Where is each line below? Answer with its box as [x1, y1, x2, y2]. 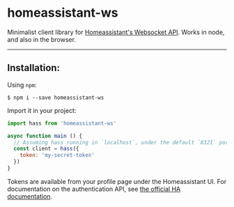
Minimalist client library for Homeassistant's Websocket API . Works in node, [7, 28, 225, 36]
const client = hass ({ [13, 145, 79, 153]
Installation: [7, 62, 61, 74]
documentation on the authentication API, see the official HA [7, 185, 181, 193]
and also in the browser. [7, 35, 77, 43]
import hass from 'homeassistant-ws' [7, 120, 117, 127]
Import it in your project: [7, 106, 77, 114]
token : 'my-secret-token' [19, 152, 95, 159]
